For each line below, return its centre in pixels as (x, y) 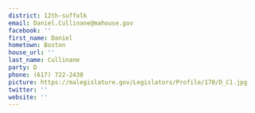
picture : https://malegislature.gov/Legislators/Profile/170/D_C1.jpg (128, 82)
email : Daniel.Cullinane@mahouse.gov (71, 23)
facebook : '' (30, 30)
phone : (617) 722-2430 (46, 75)
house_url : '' (32, 53)
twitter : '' (28, 90)
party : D (23, 68)
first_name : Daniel (41, 38)
